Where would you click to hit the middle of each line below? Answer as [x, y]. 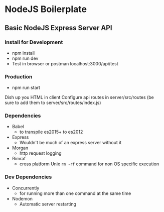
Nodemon [22, 198]
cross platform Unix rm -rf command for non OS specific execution [89, 164]
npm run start [26, 88]
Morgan [20, 148]
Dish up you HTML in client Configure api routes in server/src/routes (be [79, 97]
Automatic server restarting [48, 204]
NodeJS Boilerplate [46, 9]
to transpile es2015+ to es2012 [51, 132]
